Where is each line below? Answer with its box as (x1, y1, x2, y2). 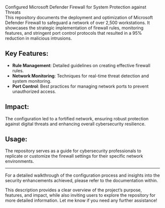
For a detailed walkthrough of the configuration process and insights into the (5, 172, 160, 178)
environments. (5, 159, 34, 164)
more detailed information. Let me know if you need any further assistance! (5, 198, 158, 204)
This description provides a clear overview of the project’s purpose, (5, 187, 142, 193)
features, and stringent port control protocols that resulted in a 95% (5, 30, 142, 36)
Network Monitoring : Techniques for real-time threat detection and (12, 73, 149, 79)
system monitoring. (12, 78, 52, 84)
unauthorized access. (12, 88, 56, 94)
